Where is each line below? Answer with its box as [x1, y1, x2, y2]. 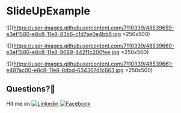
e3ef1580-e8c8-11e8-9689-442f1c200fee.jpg [6, 48, 120, 55]
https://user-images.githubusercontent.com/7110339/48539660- [13, 42, 175, 49]
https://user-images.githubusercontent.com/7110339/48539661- [13, 60, 173, 67]
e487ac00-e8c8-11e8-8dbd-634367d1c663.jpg [6, 66, 124, 73]
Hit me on [6, 100, 31, 107]
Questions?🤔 [6, 84, 56, 94]
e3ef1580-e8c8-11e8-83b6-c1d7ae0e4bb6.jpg [6, 30, 121, 37]
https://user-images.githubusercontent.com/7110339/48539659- [13, 24, 174, 31]
